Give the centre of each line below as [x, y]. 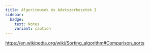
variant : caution [33, 29]
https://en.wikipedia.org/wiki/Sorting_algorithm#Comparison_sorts [75, 43]
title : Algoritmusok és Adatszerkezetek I [51, 10]
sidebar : [14, 15]
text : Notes [27, 24]
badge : [17, 19]
